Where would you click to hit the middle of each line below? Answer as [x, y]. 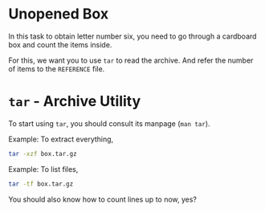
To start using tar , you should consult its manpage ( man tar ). [109, 123]
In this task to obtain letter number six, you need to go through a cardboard [132, 36]
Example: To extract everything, [61, 139]
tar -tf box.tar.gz [41, 184]
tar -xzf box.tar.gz [43, 153]
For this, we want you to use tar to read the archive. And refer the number [131, 60]
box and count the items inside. [60, 44]
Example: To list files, [43, 169]
